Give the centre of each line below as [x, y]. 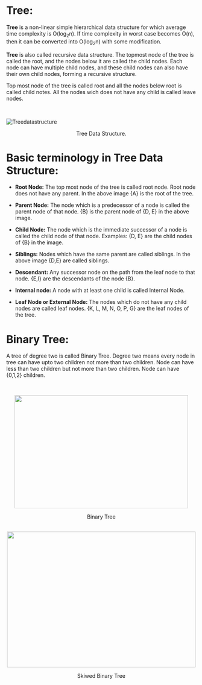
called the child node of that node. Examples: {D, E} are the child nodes [103, 236]
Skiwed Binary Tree [101, 676]
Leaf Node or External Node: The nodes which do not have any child [101, 302]
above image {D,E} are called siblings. [62, 260]
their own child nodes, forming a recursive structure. [71, 74]
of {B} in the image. [39, 242]
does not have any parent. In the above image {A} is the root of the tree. [104, 194]
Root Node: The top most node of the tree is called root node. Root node [105, 187]
